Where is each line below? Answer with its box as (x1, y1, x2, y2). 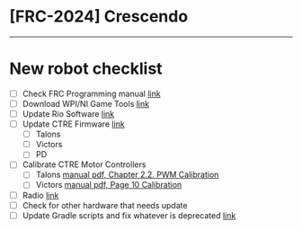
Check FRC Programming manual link (22, 88, 161, 99)
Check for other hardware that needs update (22, 199, 188, 210)
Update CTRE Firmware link (22, 119, 125, 129)
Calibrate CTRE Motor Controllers (22, 159, 147, 170)
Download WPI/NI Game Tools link (22, 98, 150, 109)
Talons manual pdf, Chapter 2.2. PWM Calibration (35, 169, 219, 181)
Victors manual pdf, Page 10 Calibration (35, 180, 182, 190)
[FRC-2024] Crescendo (9, 6, 189, 27)
